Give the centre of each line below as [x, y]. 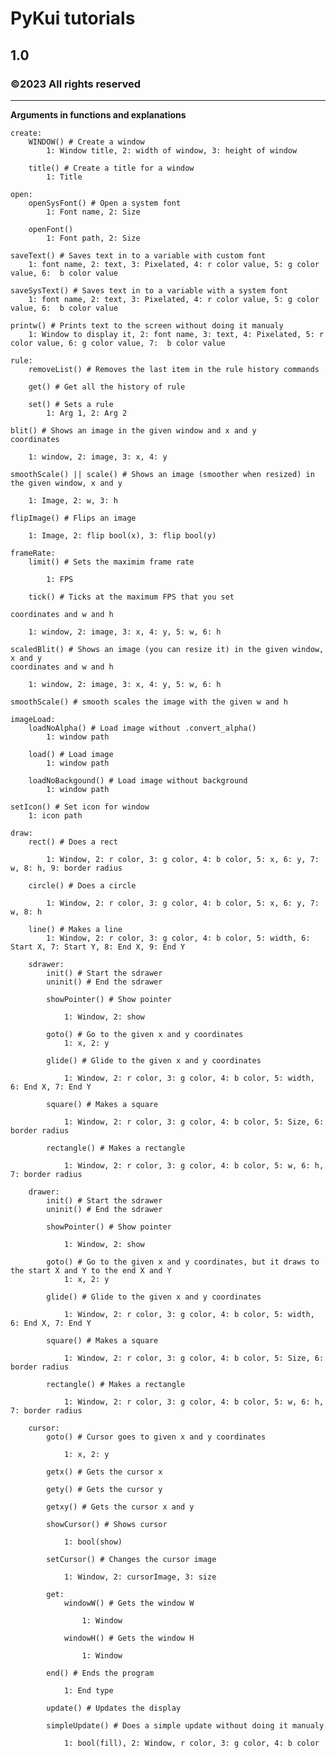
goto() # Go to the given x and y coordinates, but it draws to [183, 1262]
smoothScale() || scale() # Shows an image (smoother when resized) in [162, 474]
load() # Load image [71, 754]
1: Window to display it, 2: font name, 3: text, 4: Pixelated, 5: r [176, 334]
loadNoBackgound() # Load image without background [138, 780]
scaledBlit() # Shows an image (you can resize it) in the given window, [167, 649]
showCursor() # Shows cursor [107, 1524]
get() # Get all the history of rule [107, 387]
